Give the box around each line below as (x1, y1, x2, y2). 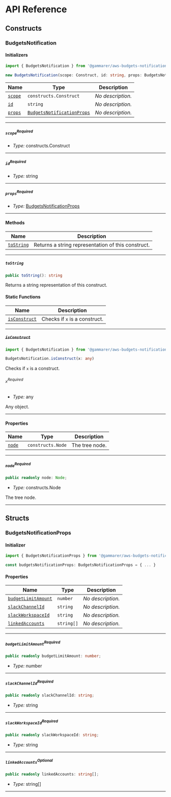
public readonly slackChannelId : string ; (5, 693, 95, 698)
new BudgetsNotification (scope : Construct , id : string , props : (5, 73, 142, 78)
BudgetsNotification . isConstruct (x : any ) (5, 356, 95, 361)
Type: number (12, 663, 42, 669)
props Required (5, 189, 33, 196)
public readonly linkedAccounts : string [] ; (5, 772, 99, 777)
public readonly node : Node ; (5, 475, 67, 480)
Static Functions (5, 293, 41, 300)
